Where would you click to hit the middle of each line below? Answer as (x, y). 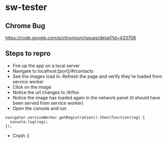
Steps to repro (28, 53)
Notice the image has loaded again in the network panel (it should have (86, 97)
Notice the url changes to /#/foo (46, 92)
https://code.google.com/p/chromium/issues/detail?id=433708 (71, 38)
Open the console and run (39, 108)
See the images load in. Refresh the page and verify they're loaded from (87, 76)
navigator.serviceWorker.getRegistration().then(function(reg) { (75, 117)
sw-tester (26, 7)
